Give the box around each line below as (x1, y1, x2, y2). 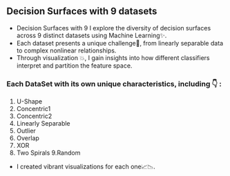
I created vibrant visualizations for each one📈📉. (16, 162, 156, 171)
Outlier (16, 127, 36, 135)
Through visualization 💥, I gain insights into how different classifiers (16, 53, 210, 61)
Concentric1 (16, 105, 51, 113)
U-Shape (16, 97, 43, 106)
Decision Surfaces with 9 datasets (6, 6, 157, 17)
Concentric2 (16, 112, 52, 120)
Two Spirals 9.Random (16, 148, 81, 157)
